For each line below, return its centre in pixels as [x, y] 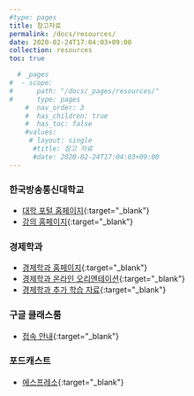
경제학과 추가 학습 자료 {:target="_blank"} [94, 290]
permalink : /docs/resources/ [63, 34]
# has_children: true [67, 116]
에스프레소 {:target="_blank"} [73, 382]
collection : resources [51, 50]
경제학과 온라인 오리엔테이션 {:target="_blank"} [103, 279]
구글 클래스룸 [35, 315]
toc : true [27, 58]
